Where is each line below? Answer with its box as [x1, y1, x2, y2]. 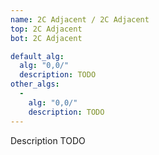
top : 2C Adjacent [10, 24, 83, 34]
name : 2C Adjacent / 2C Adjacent [10, 14, 150, 25]
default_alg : [10, 51, 65, 61]
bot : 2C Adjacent [10, 33, 83, 43]
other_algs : [10, 79, 60, 90]
